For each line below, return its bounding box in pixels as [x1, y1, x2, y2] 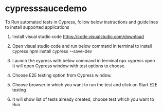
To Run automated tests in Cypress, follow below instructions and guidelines [5, 19, 158, 25]
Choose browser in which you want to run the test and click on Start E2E [12, 81, 158, 88]
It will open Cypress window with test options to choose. [12, 63, 126, 69]
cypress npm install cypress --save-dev [12, 48, 92, 54]
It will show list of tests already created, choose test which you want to [12, 96, 154, 102]
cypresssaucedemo [5, 3, 87, 14]
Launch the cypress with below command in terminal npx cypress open [12, 57, 155, 63]
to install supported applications [5, 24, 70, 30]
